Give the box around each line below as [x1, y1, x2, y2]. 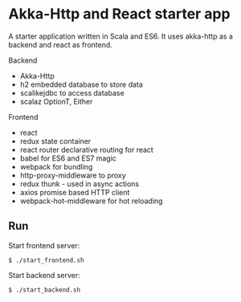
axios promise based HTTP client [19, 187, 130, 197]
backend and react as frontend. [8, 39, 112, 49]
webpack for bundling [19, 161, 93, 171]
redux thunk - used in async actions [19, 178, 139, 189]
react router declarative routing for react [19, 145, 154, 154]
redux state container [19, 136, 92, 145]
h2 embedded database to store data [19, 80, 143, 89]
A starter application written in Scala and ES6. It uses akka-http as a [8, 31, 233, 41]
